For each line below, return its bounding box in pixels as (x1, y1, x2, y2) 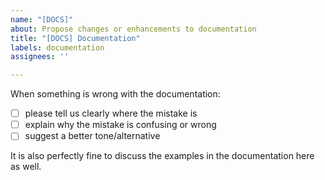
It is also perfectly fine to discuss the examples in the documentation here (10, 150, 315, 162)
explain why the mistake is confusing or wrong (24, 119, 217, 131)
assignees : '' (10, 52, 70, 62)
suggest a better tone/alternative (24, 130, 161, 142)
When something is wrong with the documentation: (10, 88, 221, 100)
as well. (10, 161, 42, 173)
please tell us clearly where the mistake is (24, 107, 198, 120)
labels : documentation (10, 42, 105, 53)
